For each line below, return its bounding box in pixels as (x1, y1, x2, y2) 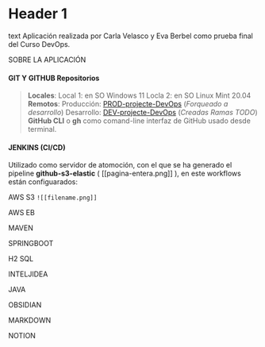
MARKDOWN (8, 315, 52, 326)
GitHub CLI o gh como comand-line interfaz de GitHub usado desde (27, 116, 252, 125)
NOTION (8, 331, 36, 341)
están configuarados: (8, 177, 78, 187)
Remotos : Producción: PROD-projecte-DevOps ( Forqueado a (27, 99, 229, 109)
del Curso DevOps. (8, 39, 71, 48)
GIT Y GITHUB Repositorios (8, 73, 100, 83)
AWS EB (8, 208, 36, 218)
